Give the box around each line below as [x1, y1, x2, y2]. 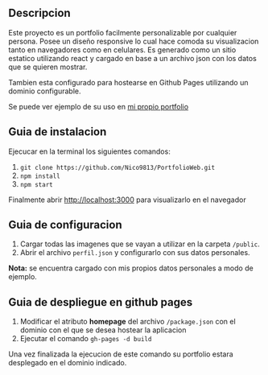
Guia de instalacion [8, 125, 107, 139]
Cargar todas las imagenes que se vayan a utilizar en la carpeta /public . [19, 239, 260, 249]
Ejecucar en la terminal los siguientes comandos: [8, 146, 171, 156]
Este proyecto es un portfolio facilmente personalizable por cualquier [8, 27, 237, 37]
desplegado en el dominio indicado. [8, 358, 127, 368]
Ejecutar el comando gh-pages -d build [19, 334, 152, 344]
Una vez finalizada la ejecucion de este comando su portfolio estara [8, 349, 233, 359]
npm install [19, 172, 60, 180]
